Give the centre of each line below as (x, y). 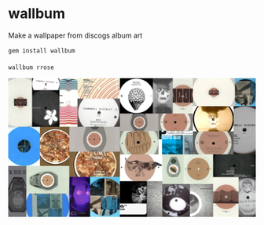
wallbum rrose (31, 67)
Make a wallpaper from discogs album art (75, 35)
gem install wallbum (42, 51)
